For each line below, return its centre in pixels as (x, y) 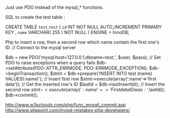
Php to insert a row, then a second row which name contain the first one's (82, 42)
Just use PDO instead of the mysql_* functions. (55, 7)
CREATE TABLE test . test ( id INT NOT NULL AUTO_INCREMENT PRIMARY (84, 27)
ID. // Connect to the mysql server (41, 47)
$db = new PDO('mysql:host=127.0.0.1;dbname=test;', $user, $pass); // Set (83, 57)
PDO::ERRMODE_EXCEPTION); (116, 68)
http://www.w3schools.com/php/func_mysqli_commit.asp (65, 105)
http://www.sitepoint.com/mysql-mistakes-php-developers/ (68, 110)
